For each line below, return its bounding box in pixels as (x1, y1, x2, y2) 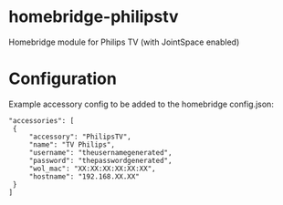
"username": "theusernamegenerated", (28, 148, 173, 157)
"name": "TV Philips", (28, 139, 116, 149)
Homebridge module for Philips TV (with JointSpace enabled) (8, 36, 240, 47)
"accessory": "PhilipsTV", (28, 132, 131, 141)
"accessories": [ (8, 116, 75, 125)
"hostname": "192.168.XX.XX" (28, 171, 141, 181)
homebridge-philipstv (8, 6, 179, 27)
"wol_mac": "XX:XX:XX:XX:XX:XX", (28, 164, 156, 173)
